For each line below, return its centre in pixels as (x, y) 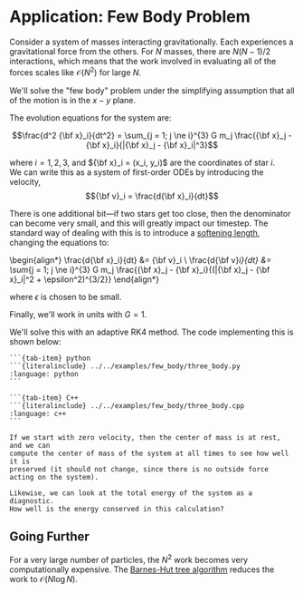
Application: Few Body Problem (130, 17)
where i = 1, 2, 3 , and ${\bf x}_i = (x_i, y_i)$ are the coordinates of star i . (142, 162)
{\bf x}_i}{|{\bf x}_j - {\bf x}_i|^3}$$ (152, 145)
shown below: (35, 341)
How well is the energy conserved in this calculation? (117, 509)
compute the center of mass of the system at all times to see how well (149, 453)
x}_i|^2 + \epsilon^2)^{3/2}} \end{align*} (85, 279)
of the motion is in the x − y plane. (73, 100)
